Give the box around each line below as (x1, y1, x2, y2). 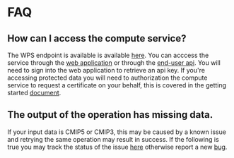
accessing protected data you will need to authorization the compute (7, 73, 208, 82)
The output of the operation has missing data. (7, 109, 213, 121)
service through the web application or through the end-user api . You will (7, 59, 221, 67)
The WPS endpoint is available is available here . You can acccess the (7, 51, 209, 59)
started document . (7, 89, 62, 97)
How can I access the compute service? (7, 32, 187, 44)
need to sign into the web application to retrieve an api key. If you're (7, 66, 205, 74)
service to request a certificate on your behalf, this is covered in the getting (7, 81, 227, 89)
